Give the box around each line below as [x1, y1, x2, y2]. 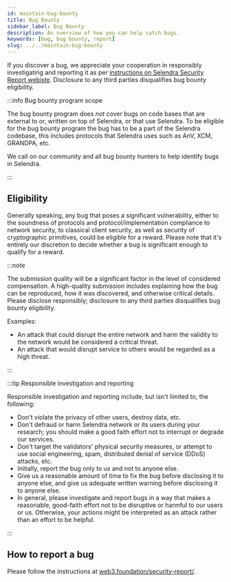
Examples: [7, 317, 36, 325]
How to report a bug [7, 549, 94, 561]
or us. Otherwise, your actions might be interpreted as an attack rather [16, 508, 217, 517]
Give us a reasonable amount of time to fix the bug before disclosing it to [16, 471, 224, 479]
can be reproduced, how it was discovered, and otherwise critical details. [7, 289, 215, 297]
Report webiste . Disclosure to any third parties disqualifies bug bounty [7, 76, 207, 83]
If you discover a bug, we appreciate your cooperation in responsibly [7, 61, 202, 69]
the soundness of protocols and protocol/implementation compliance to [7, 218, 210, 227]
